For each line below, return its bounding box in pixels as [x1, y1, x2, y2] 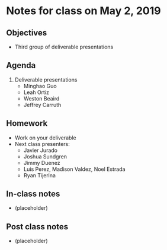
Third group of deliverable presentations [14, 43, 114, 50]
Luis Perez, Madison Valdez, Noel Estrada [23, 165, 126, 173]
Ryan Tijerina [23, 171, 56, 178]
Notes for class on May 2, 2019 [6, 4, 161, 18]
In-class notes [6, 189, 60, 199]
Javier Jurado [23, 147, 58, 154]
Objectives [6, 28, 47, 38]
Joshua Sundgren [23, 152, 67, 160]
